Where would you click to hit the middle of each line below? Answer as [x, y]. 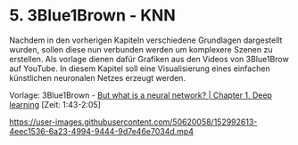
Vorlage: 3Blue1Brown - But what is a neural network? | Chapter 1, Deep [141, 95]
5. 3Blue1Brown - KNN [92, 16]
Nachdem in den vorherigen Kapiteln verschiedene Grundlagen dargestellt [146, 40]
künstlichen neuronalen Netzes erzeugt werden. [97, 77]
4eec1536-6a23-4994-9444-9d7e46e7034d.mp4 [102, 131]
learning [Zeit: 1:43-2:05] [55, 104]
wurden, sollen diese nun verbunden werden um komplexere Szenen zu [141, 49]
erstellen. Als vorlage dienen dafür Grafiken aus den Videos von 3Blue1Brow [149, 59]
